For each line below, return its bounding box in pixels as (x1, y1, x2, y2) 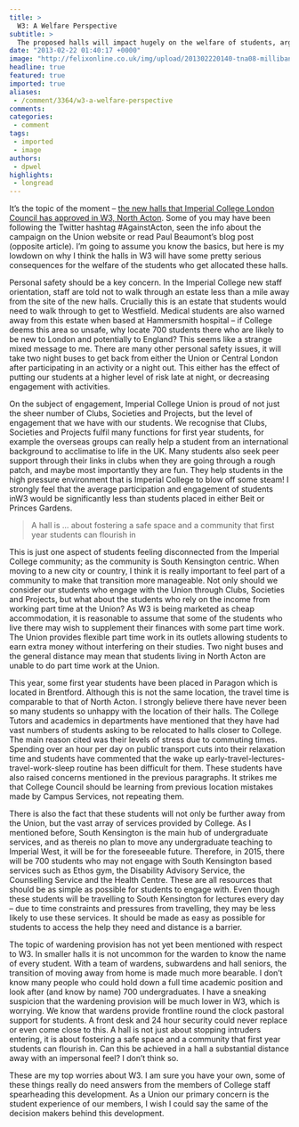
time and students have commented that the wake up (9, 754, 205, 764)
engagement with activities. (9, 381, 111, 392)
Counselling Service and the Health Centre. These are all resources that (9, 875, 273, 886)
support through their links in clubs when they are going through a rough (9, 455, 276, 466)
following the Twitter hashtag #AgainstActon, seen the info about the (9, 222, 262, 233)
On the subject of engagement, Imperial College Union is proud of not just (9, 398, 280, 410)
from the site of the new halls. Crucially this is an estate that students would (9, 296, 287, 307)
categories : (9, 112, 53, 121)
